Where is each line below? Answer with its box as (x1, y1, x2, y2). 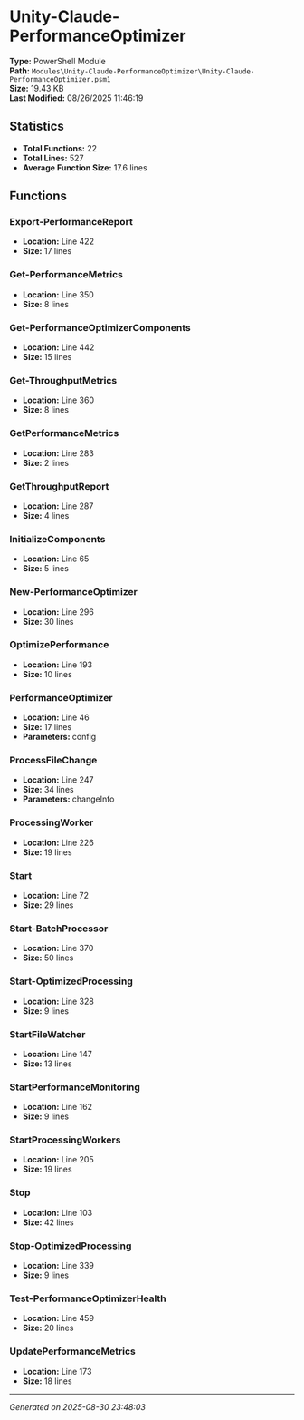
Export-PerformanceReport (9, 216, 133, 229)
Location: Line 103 (22, 1207, 93, 1218)
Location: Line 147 (22, 1048, 92, 1059)
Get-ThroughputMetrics (9, 374, 118, 386)
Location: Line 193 (22, 659, 93, 670)
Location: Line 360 (22, 394, 95, 405)
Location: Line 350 (22, 288, 95, 300)
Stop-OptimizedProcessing (9, 1240, 132, 1252)
